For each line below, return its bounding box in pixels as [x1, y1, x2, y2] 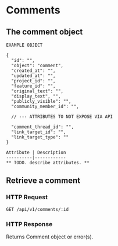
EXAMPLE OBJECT [6, 42, 43, 48]
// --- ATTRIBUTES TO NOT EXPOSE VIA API [11, 114, 113, 120]
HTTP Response [6, 220, 53, 228]
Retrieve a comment [6, 176, 80, 186]
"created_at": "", [11, 68, 56, 74]
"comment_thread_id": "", [11, 124, 74, 130]
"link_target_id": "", [11, 129, 66, 135]
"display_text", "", [11, 93, 61, 99]
